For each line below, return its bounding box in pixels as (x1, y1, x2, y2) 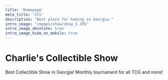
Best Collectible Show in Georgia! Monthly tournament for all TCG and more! (5, 69, 163, 75)
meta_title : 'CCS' (5, 12, 44, 17)
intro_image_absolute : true (5, 26, 64, 31)
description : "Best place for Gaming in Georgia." (5, 17, 114, 22)
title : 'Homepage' (5, 7, 44, 13)
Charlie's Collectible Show (5, 52, 118, 64)
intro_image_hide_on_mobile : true (5, 31, 78, 36)
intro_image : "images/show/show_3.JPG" (5, 21, 89, 27)
